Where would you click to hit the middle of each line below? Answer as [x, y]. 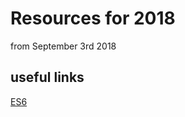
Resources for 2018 [93, 18]
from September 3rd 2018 [63, 46]
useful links [47, 77]
